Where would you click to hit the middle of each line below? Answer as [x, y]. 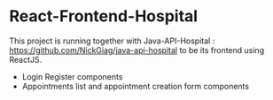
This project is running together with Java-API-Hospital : [112, 41]
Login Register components [72, 76]
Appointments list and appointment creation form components [136, 86]
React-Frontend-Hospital [103, 16]
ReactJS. [26, 59]
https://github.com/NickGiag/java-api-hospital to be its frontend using [136, 50]
